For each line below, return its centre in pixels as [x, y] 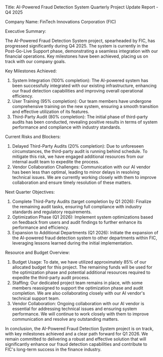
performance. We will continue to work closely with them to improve [81, 314]
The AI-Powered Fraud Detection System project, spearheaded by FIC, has [80, 41]
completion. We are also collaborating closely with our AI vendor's [78, 293]
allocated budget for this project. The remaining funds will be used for [82, 267]
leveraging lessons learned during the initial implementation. [72, 243]
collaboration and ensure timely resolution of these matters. [72, 182]
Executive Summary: [26, 31]
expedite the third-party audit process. [51, 278]
